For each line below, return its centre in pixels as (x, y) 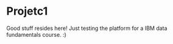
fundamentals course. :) (36, 34)
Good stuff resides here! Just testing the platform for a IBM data (87, 28)
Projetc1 (27, 11)
